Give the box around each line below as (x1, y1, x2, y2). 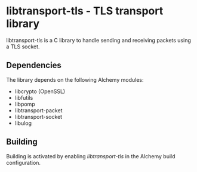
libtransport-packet (14, 106, 63, 114)
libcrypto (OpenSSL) (14, 88, 66, 95)
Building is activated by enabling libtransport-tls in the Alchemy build (6, 152, 176, 159)
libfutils (14, 94, 33, 101)
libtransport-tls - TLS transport (6, 4, 164, 18)
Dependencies (6, 60, 61, 70)
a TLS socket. (6, 43, 40, 50)
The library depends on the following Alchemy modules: (6, 76, 144, 83)
